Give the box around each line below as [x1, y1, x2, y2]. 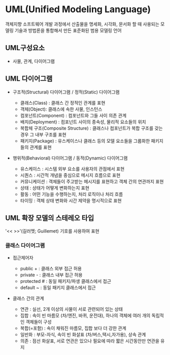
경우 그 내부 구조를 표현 [20, 131, 67, 138]
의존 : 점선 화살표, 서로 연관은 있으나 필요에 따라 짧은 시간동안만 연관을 [20, 338, 160, 344]
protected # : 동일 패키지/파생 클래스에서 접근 [20, 278, 112, 284]
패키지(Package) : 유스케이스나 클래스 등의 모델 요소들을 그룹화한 [20, 138, 150, 144]
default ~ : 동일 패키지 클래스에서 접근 [20, 284, 96, 291]
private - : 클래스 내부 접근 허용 [20, 272, 83, 278]
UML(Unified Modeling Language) [5, 4, 151, 15]
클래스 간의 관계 [12, 295, 44, 301]
